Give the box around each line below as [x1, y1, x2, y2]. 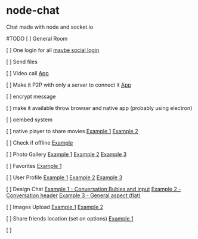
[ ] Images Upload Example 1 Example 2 [6, 203, 104, 210]
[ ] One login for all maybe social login [6, 46, 100, 54]
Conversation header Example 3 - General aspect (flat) [6, 192, 141, 199]
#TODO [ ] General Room [6, 35, 68, 42]
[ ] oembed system [6, 116, 52, 123]
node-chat [6, 4, 60, 17]
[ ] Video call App [6, 69, 49, 76]
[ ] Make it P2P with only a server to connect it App [6, 81, 131, 88]
